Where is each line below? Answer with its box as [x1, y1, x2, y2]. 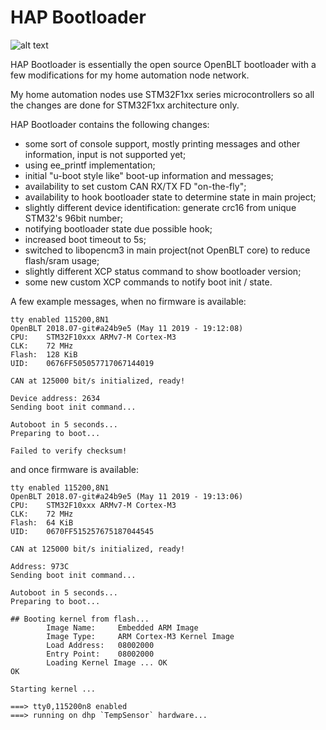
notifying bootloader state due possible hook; [24, 222, 213, 235]
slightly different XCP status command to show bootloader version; [24, 265, 302, 277]
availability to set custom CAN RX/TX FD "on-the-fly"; [24, 180, 247, 192]
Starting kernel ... [10, 684, 97, 694]
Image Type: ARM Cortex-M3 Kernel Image [46, 631, 235, 641]
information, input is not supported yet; [24, 148, 187, 160]
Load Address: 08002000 [46, 640, 155, 650]
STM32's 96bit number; [24, 212, 123, 224]
